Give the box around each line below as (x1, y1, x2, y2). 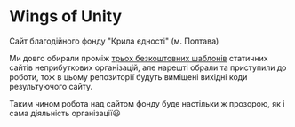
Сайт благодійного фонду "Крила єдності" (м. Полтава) (9, 36, 219, 46)
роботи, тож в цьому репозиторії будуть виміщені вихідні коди (9, 71, 248, 82)
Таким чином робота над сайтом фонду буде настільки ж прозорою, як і (9, 98, 285, 108)
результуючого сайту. (9, 81, 93, 91)
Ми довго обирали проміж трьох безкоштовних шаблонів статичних (9, 52, 268, 63)
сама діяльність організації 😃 (9, 107, 122, 118)
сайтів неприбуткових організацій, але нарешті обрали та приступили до (9, 62, 287, 73)
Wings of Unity (9, 6, 123, 27)
